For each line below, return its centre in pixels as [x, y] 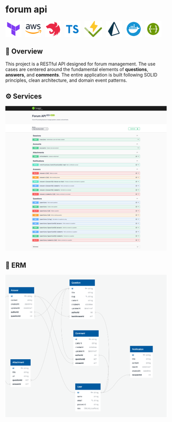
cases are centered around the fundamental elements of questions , [77, 69]
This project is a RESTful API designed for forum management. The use [80, 64]
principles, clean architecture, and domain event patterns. [66, 80]
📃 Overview [24, 52]
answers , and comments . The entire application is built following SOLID [81, 75]
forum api [26, 10]
